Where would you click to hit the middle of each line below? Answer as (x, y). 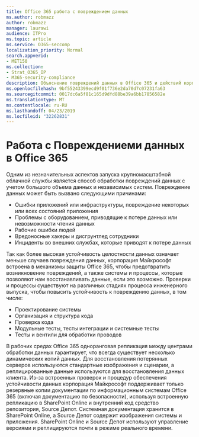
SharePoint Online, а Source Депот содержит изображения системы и (94, 416)
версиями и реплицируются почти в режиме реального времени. (89, 428)
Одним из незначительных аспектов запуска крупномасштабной (89, 175)
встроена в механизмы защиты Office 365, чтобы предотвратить (88, 266)
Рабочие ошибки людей (45, 230)
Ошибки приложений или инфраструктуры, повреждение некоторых (102, 205)
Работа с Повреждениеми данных (95, 145)
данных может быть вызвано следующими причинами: (76, 194)
